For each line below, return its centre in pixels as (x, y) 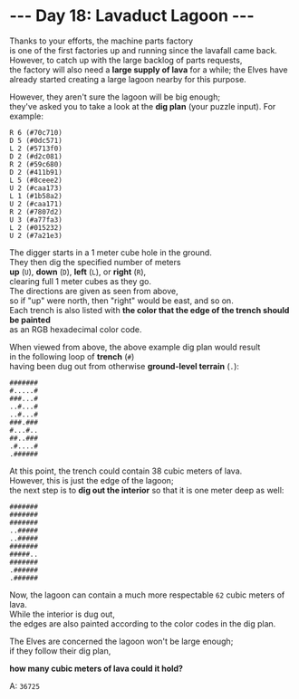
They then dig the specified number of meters (95, 262)
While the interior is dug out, (62, 614)
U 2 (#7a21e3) (36, 235)
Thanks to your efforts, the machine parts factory (101, 41)
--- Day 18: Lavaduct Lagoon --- (132, 16)
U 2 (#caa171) (36, 204)
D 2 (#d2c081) (36, 156)
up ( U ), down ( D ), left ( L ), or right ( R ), (78, 272)
